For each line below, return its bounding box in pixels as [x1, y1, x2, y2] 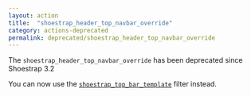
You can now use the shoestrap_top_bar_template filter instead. [8, 79, 218, 89]
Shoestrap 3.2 [8, 64, 55, 74]
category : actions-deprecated [8, 26, 109, 34]
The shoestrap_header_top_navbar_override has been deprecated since [8, 56, 243, 65]
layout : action [8, 11, 59, 20]
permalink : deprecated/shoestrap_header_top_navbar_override [8, 33, 216, 42]
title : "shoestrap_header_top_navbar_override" [8, 19, 173, 27]
